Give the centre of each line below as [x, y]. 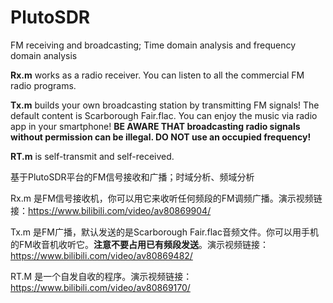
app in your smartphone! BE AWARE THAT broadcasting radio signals [155, 126]
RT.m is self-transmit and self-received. [92, 156]
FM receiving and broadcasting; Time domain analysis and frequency [153, 45]
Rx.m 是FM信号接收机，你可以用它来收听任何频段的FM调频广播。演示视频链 [166, 198]
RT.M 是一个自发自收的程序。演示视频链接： [101, 276]
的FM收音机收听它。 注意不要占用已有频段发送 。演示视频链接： [139, 244]
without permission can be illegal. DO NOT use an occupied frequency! [161, 137]
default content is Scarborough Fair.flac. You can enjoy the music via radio [164, 115]
